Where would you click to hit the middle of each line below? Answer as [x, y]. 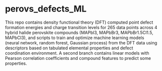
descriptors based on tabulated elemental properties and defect [69, 48]
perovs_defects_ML [46, 9]
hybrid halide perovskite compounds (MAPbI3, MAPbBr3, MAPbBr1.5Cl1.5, [79, 32]
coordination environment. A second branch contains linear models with [77, 53]
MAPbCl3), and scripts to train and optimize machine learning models [75, 38]
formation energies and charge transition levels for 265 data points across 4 [81, 27]
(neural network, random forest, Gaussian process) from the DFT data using [81, 43]
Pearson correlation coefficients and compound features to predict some [78, 58]
